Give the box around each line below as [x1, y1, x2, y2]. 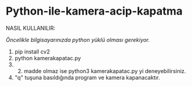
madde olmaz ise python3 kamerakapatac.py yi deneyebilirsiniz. [23, 67, 186, 74]
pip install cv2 [14, 47, 50, 55]
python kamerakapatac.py [14, 54, 81, 61]
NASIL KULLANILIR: [6, 24, 56, 32]
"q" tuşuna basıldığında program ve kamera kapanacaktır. [14, 74, 161, 81]
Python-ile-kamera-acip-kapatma [6, 4, 183, 18]
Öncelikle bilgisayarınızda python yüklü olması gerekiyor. [6, 36, 150, 43]
